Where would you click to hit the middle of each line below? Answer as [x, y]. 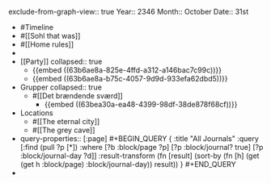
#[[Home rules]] [47, 44]
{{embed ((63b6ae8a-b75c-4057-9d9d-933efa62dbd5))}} [130, 79]
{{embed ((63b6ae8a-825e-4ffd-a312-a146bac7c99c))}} [127, 70]
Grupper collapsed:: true [61, 87]
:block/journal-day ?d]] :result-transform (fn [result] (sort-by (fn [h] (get [140, 156]
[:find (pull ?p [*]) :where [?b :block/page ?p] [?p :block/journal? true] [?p [142, 147]
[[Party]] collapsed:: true [61, 61]
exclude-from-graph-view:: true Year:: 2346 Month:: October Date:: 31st [129, 12]
